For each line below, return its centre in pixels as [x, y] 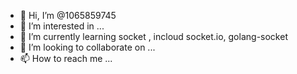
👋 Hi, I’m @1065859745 [68, 15]
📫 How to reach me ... [66, 58]
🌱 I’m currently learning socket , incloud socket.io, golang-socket [153, 36]
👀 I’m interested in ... [62, 26]
